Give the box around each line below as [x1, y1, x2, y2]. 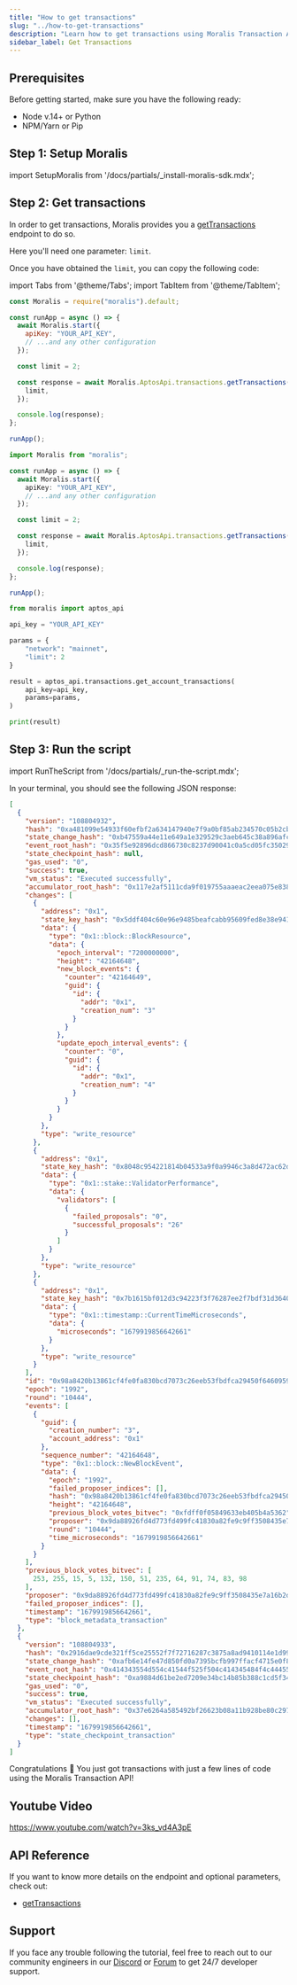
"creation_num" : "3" [80, 1006, 156, 1015]
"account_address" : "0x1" [48, 1435, 144, 1444]
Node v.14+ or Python [21, 112, 102, 122]
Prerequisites [9, 70, 85, 85]
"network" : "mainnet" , [25, 644, 109, 654]
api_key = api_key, [25, 685, 89, 694]
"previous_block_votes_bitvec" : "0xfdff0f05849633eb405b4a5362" [48, 1508, 291, 1518]
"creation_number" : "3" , [48, 1426, 141, 1436]
